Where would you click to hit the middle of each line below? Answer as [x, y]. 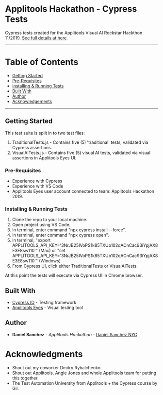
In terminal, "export [31, 240]
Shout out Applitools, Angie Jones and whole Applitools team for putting [84, 373]
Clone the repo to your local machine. [49, 220]
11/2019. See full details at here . [36, 38]
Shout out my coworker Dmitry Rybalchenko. [57, 367]
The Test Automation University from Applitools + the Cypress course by [85, 383]
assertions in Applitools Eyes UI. [44, 158]
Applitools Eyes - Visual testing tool [48, 308]
